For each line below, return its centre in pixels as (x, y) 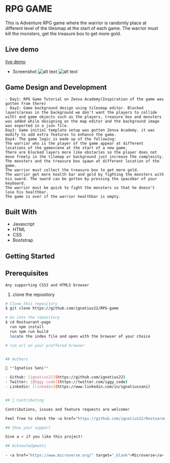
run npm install (27, 327)
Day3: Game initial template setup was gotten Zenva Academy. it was (80, 130)
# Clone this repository (31, 304)
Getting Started (30, 256)
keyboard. (16, 183)
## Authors (17, 359)
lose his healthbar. (27, 192)
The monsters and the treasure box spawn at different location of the (82, 161)
